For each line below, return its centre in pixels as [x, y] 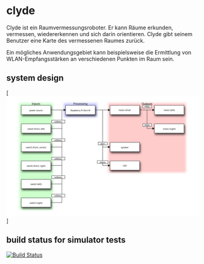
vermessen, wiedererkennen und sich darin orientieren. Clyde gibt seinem [100, 34]
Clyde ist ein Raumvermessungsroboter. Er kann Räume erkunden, [90, 28]
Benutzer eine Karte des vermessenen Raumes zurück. [75, 40]
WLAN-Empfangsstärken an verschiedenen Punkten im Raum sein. [90, 59]
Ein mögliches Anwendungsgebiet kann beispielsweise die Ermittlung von [99, 52]
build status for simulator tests [66, 240]
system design [35, 78]
